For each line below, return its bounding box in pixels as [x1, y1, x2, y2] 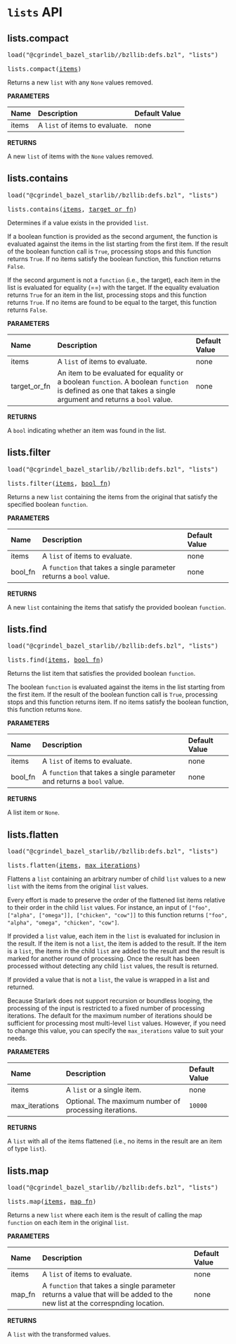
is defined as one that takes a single [57, 385, 176, 395]
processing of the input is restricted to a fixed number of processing [7, 1004, 205, 1012]
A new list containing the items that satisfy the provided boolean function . [7, 603, 226, 611]
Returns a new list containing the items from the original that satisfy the [7, 492, 218, 501]
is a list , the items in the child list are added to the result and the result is [7, 947, 225, 955]
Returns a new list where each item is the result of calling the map [7, 1211, 202, 1219]
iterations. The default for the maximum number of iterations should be [7, 1012, 213, 1020]
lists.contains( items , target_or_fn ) [7, 205, 138, 213]
